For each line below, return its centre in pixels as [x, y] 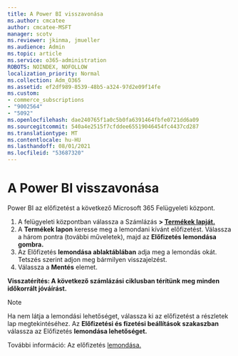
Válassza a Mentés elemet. [57, 267]
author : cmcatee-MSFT [40, 27]
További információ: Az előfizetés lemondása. [74, 345]
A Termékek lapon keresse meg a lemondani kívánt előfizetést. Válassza [124, 229]
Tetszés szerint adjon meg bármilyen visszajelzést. [92, 259]
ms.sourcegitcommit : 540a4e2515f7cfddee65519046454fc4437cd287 [103, 126]
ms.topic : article [35, 54]
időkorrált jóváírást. [37, 288]
